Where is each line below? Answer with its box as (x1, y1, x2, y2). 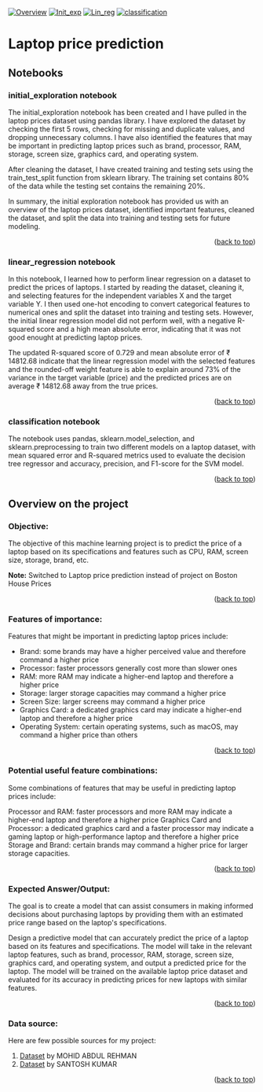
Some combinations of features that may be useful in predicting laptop (8, 783, 236, 792)
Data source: (8, 1018, 59, 1029)
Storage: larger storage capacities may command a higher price (19, 689, 226, 698)
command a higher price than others (19, 730, 138, 740)
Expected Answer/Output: (8, 883, 111, 894)
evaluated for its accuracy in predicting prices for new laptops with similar (8, 975, 247, 984)
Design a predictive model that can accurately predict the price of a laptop (8, 933, 249, 943)
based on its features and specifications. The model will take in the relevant (8, 942, 253, 951)
